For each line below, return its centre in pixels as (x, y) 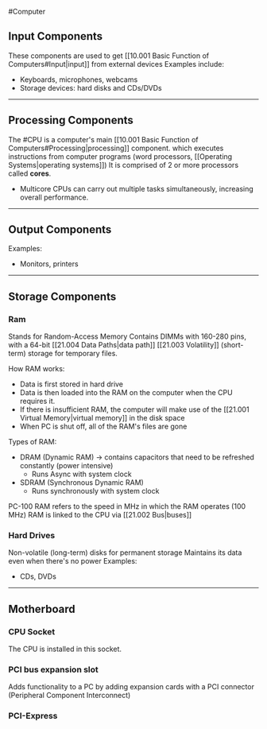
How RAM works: (37, 369)
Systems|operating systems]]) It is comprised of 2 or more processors (124, 165)
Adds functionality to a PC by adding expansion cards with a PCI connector (131, 687)
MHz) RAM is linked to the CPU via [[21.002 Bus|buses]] (100, 515)
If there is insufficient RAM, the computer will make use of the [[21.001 (134, 409)
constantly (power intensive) (66, 466)
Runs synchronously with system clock (95, 491)
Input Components (56, 36)
